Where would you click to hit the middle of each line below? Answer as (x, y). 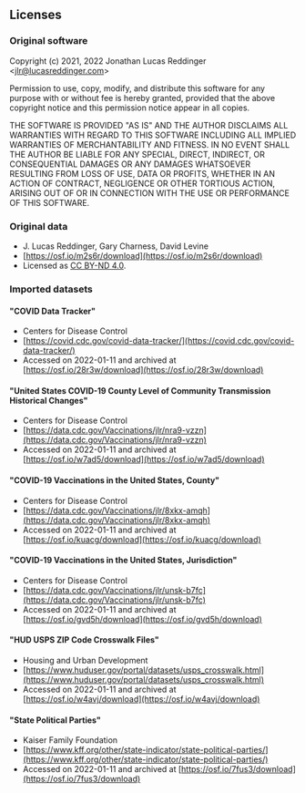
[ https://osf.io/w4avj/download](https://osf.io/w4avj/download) (141, 699)
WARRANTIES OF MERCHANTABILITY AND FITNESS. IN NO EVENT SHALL (150, 144)
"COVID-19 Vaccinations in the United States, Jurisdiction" (123, 561)
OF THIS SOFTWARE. (50, 202)
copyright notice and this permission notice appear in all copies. (130, 108)
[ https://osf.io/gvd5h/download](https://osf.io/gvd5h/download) (142, 619)
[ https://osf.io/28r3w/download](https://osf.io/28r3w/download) (143, 370)
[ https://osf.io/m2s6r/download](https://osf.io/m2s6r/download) (142, 255)
